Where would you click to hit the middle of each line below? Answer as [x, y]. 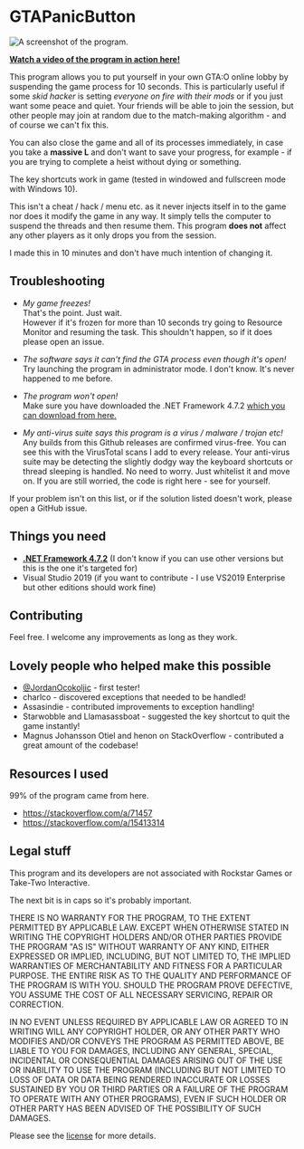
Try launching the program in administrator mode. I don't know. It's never [158, 369]
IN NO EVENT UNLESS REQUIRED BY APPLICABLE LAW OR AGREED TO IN [149, 1021]
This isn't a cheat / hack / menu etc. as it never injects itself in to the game [148, 206]
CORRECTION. [37, 1004]
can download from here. [70, 415]
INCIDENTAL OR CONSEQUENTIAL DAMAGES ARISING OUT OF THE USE [146, 1060]
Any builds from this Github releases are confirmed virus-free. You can [154, 442]
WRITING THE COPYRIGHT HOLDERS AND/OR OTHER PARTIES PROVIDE [146, 937]
